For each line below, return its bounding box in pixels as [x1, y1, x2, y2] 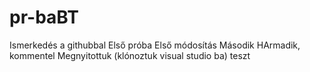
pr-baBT [9, 6, 79, 29]
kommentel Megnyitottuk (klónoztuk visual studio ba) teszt [9, 49, 251, 61]
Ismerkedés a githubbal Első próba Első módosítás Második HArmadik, [9, 39, 301, 51]
